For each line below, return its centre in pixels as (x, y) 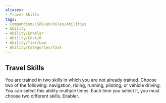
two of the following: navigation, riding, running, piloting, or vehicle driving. (83, 85)
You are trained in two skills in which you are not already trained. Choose (81, 80)
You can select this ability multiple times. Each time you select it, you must (82, 91)
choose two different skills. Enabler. (42, 96)
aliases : (14, 10)
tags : (11, 19)
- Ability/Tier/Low (26, 43)
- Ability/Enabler (24, 33)
